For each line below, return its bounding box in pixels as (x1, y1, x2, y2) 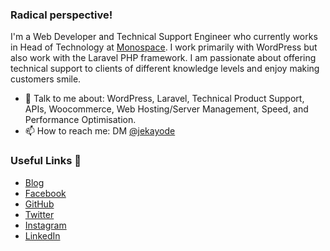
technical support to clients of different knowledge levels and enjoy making (10, 63, 320, 75)
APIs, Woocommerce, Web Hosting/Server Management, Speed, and (24, 103, 309, 115)
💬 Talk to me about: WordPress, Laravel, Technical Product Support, (24, 93, 305, 105)
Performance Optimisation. (24, 114, 137, 126)
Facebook (24, 187, 67, 199)
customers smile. (10, 73, 82, 85)
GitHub (24, 198, 55, 210)
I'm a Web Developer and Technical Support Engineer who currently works (10, 31, 318, 43)
